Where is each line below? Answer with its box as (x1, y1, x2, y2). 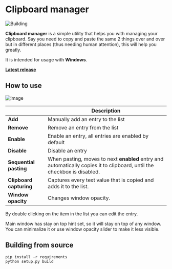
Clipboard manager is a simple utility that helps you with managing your (5, 30, 158, 36)
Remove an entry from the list (48, 124, 119, 131)
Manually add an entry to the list (48, 116, 125, 123)
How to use (5, 81, 42, 90)
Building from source (5, 241, 74, 250)
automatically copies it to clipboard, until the (48, 162, 154, 169)
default (48, 139, 65, 146)
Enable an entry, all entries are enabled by (48, 132, 149, 139)
